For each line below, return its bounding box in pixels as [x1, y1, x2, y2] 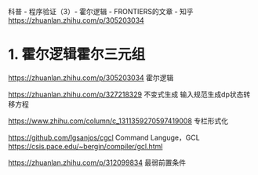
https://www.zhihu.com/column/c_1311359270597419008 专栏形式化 [8, 116, 229, 126]
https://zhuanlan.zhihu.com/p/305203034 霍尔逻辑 [8, 73, 174, 82]
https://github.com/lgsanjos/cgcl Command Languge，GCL [8, 133, 200, 142]
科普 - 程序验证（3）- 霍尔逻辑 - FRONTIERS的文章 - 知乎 [8, 7, 194, 16]
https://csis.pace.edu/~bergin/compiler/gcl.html [8, 141, 163, 151]
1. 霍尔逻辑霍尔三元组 [8, 46, 146, 64]
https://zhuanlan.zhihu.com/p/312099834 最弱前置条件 [8, 158, 187, 167]
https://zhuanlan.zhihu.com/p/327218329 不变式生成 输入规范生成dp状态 [8, 89, 244, 99]
